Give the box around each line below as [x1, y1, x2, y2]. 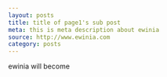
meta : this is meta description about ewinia [8, 26, 159, 33]
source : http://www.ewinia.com [8, 33, 111, 41]
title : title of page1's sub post [8, 19, 122, 26]
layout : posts [8, 11, 55, 19]
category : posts [8, 40, 61, 48]
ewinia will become [8, 61, 71, 71]
